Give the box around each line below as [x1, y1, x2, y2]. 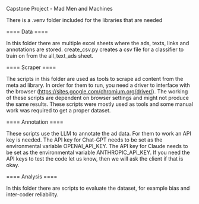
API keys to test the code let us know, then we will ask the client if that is [6, 155, 184, 162]
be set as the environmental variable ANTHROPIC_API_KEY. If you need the [6, 149, 190, 156]
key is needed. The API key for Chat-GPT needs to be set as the [6, 136, 163, 143]
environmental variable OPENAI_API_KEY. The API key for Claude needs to [6, 143, 188, 149]
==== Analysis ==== [6, 173, 58, 180]
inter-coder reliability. [6, 191, 59, 198]
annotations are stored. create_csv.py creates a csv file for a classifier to [6, 46, 184, 53]
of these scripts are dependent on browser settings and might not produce [6, 95, 189, 101]
